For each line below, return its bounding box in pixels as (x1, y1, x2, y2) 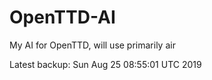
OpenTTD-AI (9, 6, 116, 29)
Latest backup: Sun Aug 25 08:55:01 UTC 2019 (9, 58, 202, 70)
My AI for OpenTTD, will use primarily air (9, 39, 176, 51)
